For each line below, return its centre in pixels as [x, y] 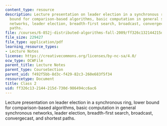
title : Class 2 [21, 83]
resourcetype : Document [30, 79]
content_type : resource [30, 10]
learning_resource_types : [32, 47]
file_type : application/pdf [34, 42]
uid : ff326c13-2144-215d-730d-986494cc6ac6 [51, 88]
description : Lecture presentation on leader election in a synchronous [82, 14]
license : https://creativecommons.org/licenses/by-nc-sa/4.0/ [71, 56]
